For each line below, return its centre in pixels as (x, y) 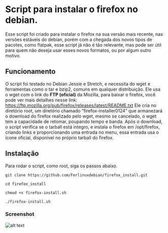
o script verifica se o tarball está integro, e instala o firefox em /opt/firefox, (82, 127)
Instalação (22, 154)
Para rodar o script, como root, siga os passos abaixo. (61, 166)
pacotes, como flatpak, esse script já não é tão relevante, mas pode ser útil (83, 45)
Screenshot (20, 214)
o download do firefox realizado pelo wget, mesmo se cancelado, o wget (81, 116)
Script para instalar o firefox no (72, 9)
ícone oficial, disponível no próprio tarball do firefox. (60, 137)
